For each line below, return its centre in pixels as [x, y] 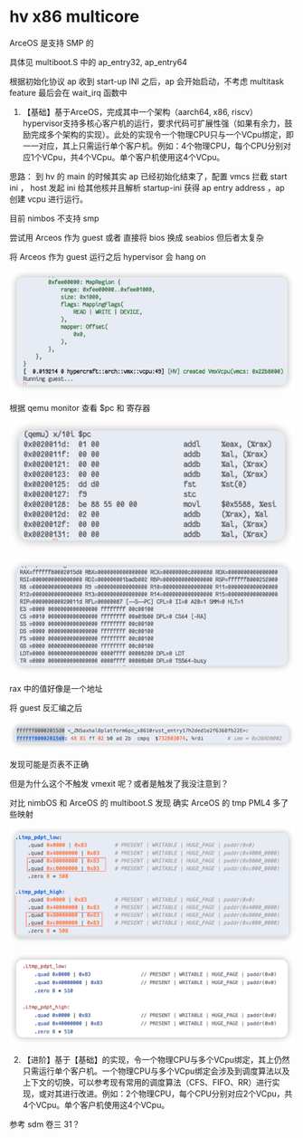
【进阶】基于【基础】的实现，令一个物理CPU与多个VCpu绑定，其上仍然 [156, 1059]
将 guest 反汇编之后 [46, 707]
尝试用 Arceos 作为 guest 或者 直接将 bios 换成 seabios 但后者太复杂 [137, 237]
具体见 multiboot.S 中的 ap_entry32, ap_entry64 [99, 62]
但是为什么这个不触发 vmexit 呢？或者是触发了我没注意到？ [119, 783]
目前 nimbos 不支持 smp [54, 218]
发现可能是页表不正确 [49, 764]
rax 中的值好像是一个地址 [56, 688]
